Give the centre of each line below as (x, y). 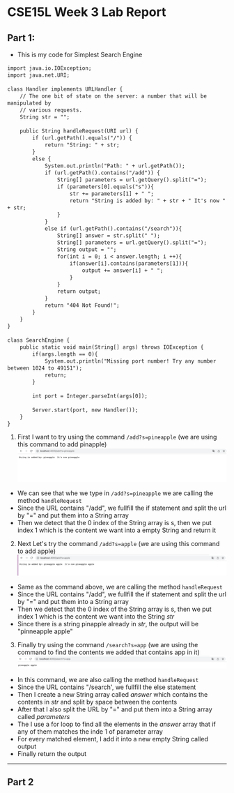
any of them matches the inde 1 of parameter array (90, 731)
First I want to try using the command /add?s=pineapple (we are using (117, 437)
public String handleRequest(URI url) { (79, 131)
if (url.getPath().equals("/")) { (82, 138)
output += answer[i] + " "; (123, 271)
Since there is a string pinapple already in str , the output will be (108, 624)
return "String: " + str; (82, 145)
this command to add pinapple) (62, 444)
